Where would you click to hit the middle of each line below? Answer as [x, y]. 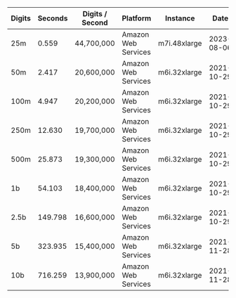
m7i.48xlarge [180, 43]
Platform [137, 18]
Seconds [53, 18]
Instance [180, 18]
